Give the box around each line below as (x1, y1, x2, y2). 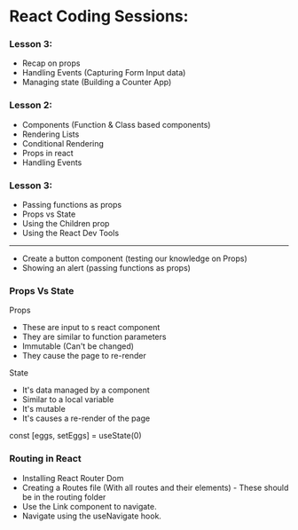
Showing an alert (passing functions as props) (21, 263, 191, 273)
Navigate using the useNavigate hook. (21, 510, 162, 521)
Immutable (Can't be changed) (21, 341, 135, 352)
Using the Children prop (21, 218, 110, 229)
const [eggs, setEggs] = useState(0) (9, 431, 142, 441)
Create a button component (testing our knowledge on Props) (21, 253, 248, 264)
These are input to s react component (21, 322, 161, 333)
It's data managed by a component (21, 384, 151, 396)
